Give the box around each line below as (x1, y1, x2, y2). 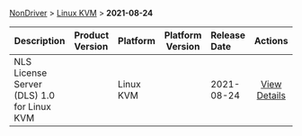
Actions (254, 35, 289, 47)
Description (13, 35, 66, 47)
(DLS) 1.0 (13, 89, 56, 102)
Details (256, 89, 286, 102)
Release (210, 29, 245, 41)
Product (74, 29, 110, 41)
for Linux (13, 101, 51, 113)
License (13, 67, 48, 79)
